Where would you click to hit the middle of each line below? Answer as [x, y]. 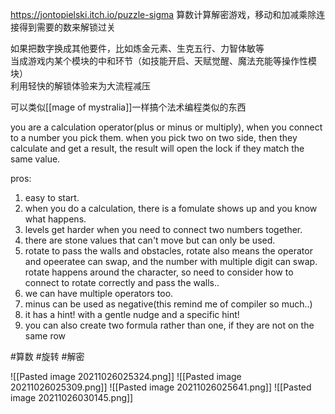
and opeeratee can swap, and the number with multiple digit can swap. [171, 261]
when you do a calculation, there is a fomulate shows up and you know [171, 208]
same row [45, 336]
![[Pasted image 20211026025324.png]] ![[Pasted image [126, 376]
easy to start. [52, 197]
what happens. [55, 219]
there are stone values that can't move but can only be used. [150, 240]
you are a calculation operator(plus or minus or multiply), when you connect [166, 127]
